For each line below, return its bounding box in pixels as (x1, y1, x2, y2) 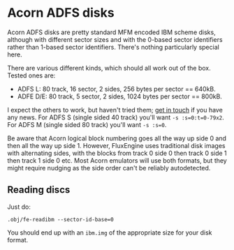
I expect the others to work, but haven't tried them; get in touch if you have (7, 105, 224, 114)
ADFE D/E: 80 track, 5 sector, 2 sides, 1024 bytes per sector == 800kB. (17, 92, 222, 101)
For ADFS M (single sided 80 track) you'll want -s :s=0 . (7, 120, 167, 128)
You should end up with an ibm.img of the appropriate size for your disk (7, 228, 212, 237)
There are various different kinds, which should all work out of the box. (7, 64, 211, 72)
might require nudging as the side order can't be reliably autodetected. (7, 163, 211, 172)
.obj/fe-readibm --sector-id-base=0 (7, 216, 114, 223)
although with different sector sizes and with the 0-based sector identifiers (7, 35, 223, 43)
